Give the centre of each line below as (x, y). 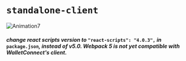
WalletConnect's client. (37, 52)
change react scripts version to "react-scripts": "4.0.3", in (84, 39)
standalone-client (52, 10)
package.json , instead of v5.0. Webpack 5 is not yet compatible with (93, 46)
